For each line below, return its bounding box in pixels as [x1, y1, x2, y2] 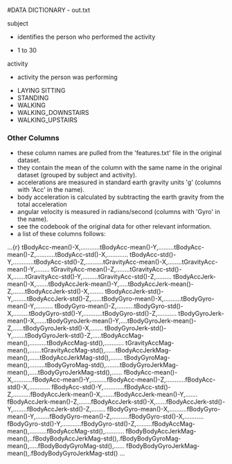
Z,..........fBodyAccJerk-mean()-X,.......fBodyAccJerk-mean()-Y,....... [7, 391, 198, 399]
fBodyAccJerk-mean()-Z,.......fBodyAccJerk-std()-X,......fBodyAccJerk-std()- [7, 398, 226, 406]
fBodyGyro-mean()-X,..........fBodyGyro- [107, 405, 221, 413]
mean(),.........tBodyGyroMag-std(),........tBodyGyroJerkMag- [7, 361, 179, 369]
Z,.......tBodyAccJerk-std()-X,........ [7, 287, 104, 296]
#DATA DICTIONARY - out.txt [7, 6, 91, 14]
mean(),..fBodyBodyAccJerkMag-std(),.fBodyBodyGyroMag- [7, 434, 181, 443]
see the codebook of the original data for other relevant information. [17, 222, 212, 231]
